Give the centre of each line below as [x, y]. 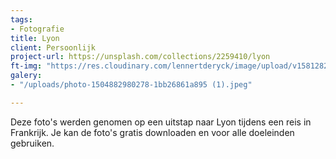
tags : [21, 19]
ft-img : [26, 66]
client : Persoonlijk [53, 47]
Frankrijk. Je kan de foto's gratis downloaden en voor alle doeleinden [152, 132]
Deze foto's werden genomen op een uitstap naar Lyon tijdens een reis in [161, 122]
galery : [26, 76]
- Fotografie [37, 29]
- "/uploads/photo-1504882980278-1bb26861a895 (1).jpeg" [131, 85]
